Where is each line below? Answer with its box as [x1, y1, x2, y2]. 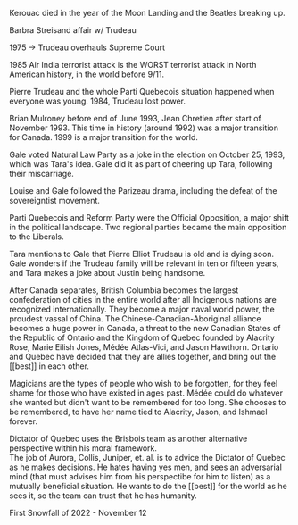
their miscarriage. [9, 169, 74, 179]
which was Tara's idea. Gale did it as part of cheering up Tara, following [9, 159, 273, 169]
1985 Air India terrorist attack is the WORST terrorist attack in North [9, 60, 257, 70]
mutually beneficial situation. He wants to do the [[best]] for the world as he [9, 481, 287, 491]
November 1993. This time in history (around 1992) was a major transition [9, 122, 279, 133]
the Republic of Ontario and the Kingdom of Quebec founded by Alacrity [9, 332, 275, 343]
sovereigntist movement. [9, 196, 101, 205]
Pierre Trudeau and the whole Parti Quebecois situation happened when [9, 87, 275, 96]
